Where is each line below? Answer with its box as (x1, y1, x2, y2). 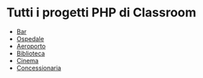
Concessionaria (16, 64, 61, 72)
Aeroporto (16, 42, 46, 50)
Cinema (16, 56, 39, 64)
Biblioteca (16, 49, 46, 57)
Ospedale (16, 34, 44, 42)
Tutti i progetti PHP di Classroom (6, 5, 197, 21)
